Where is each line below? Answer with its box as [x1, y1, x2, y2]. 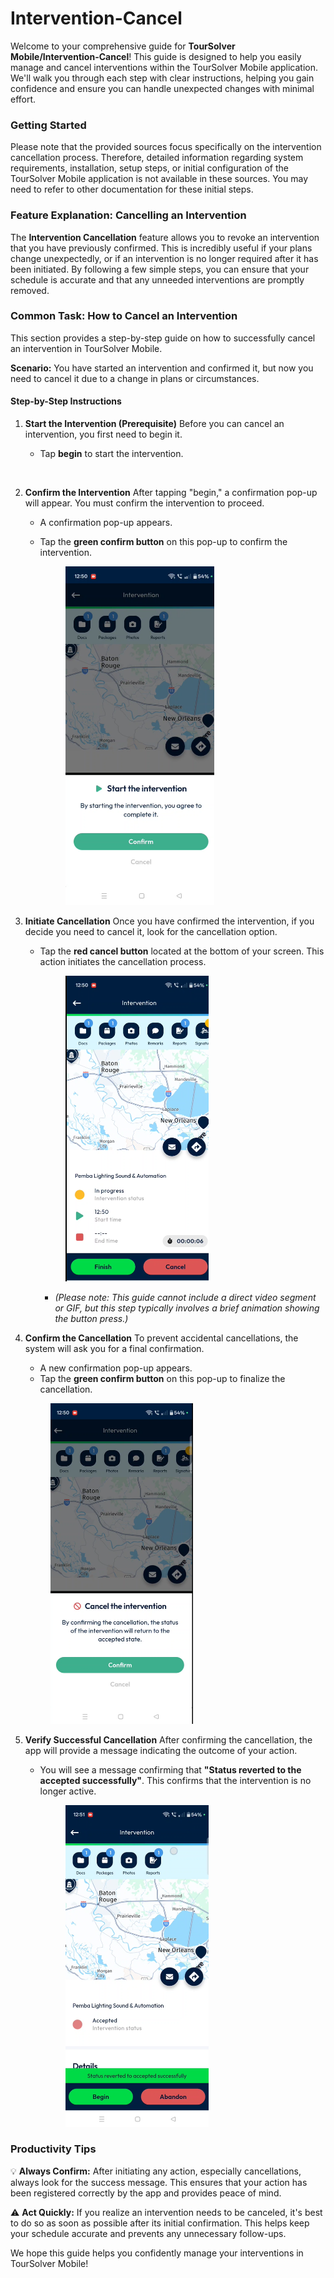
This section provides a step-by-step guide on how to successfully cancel [10, 332, 316, 344]
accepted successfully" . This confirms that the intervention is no [39, 1775, 312, 1787]
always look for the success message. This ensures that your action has [10, 2176, 308, 2188]
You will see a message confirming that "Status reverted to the [39, 1764, 302, 1776]
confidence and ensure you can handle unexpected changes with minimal [10, 82, 315, 94]
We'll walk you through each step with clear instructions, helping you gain [10, 72, 315, 84]
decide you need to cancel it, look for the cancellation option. [24, 925, 278, 937]
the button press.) [54, 1313, 129, 1325]
